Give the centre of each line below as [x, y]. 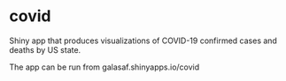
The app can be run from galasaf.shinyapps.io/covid [104, 67]
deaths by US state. [45, 49]
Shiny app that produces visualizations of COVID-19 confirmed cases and [143, 40]
